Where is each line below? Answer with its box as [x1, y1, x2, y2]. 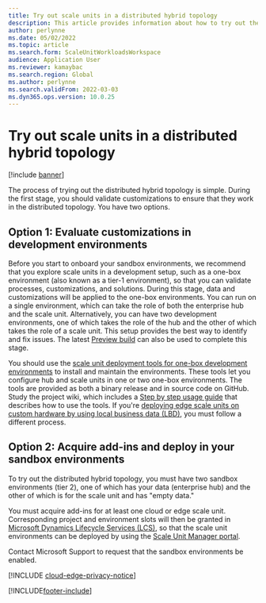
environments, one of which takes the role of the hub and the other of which [8, 318, 257, 327]
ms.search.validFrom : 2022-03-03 [8, 85, 119, 94]
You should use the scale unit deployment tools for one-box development [8, 359, 248, 367]
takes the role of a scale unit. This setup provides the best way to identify [8, 326, 248, 336]
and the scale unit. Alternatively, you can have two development [8, 309, 218, 318]
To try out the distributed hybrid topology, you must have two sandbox [8, 474, 238, 483]
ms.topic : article [8, 41, 69, 49]
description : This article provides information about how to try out [8, 19, 246, 27]
